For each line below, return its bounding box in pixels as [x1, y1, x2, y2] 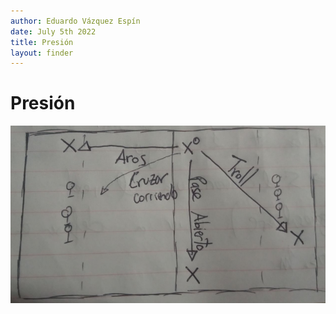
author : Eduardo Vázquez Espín [10, 16, 141, 26]
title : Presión [10, 37, 74, 47]
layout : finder [10, 48, 74, 58]
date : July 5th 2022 [10, 26, 97, 37]
